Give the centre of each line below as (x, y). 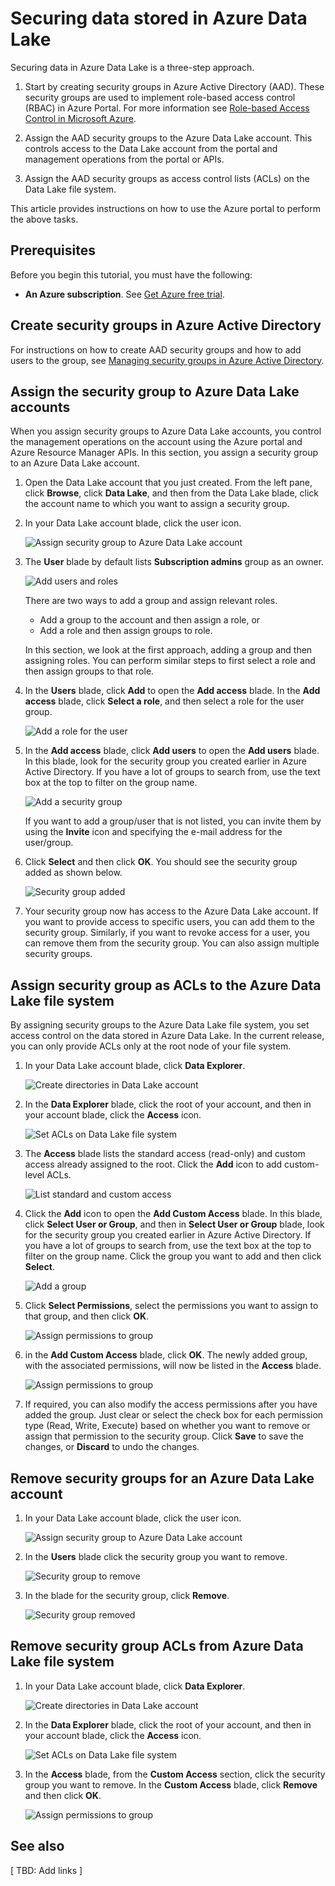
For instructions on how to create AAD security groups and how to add (156, 349)
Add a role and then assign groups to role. (126, 631)
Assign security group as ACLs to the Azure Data (166, 985)
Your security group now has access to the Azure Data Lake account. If (171, 911)
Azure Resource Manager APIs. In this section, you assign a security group (164, 453)
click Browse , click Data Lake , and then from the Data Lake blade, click (172, 493)
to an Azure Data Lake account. (75, 463)
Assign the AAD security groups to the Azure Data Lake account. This (168, 138)
